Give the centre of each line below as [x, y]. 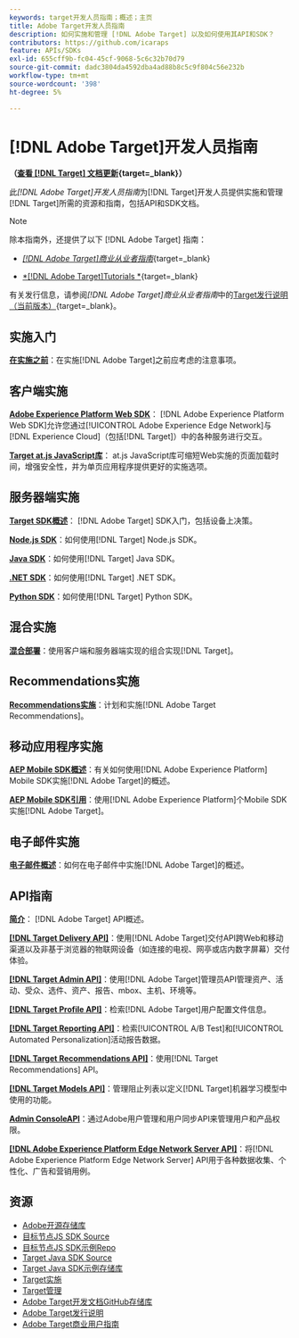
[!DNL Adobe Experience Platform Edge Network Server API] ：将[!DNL [141, 1149]
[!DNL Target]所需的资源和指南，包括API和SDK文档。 [107, 204]
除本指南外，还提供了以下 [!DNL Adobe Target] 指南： [108, 240]
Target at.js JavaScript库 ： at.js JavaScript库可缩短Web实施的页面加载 [140, 455]
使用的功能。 [32, 1100]
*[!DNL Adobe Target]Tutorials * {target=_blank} [110, 277]
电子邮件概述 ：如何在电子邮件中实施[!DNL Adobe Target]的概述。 [129, 865]
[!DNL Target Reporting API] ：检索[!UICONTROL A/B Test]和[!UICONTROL [146, 1028]
